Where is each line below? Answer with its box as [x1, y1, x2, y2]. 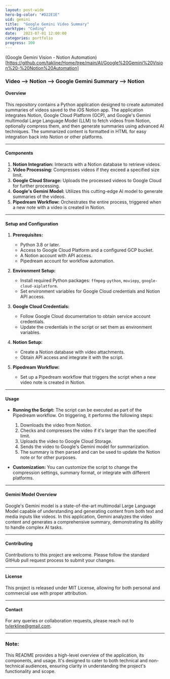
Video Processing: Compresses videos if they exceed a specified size [12, 167, 160, 173]
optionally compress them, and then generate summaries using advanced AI [5, 123, 164, 129]
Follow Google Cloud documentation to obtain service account [20, 313, 151, 319]
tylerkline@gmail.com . [5, 623, 52, 629]
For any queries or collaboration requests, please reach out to [5, 618, 134, 624]
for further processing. [12, 183, 60, 189]
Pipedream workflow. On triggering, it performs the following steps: [12, 412, 153, 418]
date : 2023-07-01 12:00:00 [5, 31, 67, 36]
